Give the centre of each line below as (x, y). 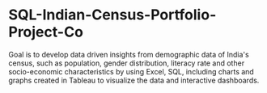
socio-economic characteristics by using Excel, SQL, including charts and (131, 71)
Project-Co (46, 32)
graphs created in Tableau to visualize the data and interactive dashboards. (134, 80)
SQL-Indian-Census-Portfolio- (112, 15)
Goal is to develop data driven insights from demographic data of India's (129, 54)
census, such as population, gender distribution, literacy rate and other (127, 63)
